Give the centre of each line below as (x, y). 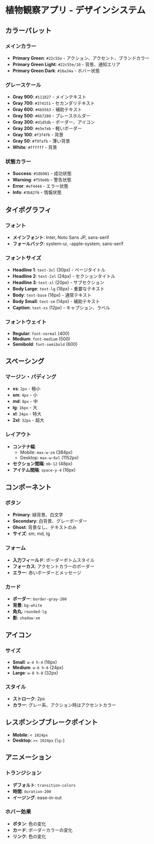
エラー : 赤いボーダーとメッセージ (47, 572)
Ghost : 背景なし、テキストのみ (45, 527)
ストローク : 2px (29, 699)
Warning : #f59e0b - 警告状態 (42, 180)
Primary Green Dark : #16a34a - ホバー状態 (56, 71)
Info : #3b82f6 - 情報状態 (37, 193)
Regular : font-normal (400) (41, 333)
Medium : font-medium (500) (41, 339)
